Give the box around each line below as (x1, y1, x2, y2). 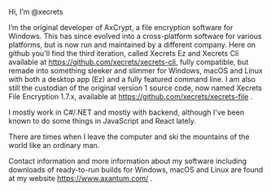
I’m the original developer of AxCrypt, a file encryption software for (8, 23, 234, 32)
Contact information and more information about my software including (8, 156, 247, 166)
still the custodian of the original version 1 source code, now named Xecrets (8, 83, 263, 93)
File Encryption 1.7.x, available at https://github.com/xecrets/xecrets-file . (8, 92, 253, 101)
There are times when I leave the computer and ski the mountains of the (8, 132, 250, 141)
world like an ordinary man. (8, 141, 100, 150)
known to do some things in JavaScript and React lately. (8, 116, 197, 125)
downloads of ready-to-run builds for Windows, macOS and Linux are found (8, 165, 264, 174)
